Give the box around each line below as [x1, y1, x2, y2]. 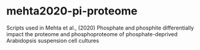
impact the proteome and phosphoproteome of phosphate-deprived [6, 30, 178, 37]
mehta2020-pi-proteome [6, 4, 138, 18]
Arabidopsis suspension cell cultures [6, 37, 100, 44]
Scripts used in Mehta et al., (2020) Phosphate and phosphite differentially [6, 24, 194, 31]
